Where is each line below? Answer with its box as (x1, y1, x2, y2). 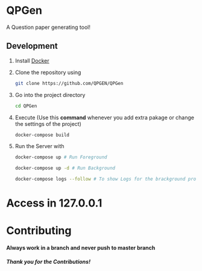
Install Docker (14, 57, 49, 64)
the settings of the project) (14, 120, 81, 127)
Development (6, 41, 58, 51)
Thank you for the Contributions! (6, 258, 91, 265)
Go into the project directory (14, 91, 86, 98)
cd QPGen (14, 103, 37, 109)
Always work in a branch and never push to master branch (6, 244, 156, 251)
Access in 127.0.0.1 (6, 196, 103, 210)
